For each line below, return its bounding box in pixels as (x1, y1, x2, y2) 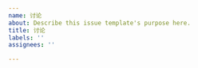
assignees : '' (8, 41, 56, 49)
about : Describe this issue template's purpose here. (8, 19, 192, 27)
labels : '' (8, 33, 45, 42)
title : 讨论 (8, 26, 46, 34)
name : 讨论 (8, 11, 42, 20)
